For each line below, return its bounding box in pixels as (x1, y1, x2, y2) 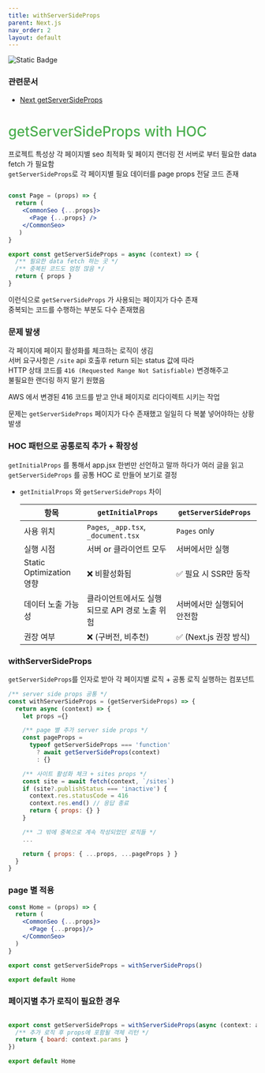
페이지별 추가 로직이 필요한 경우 (8, 996, 121, 1007)
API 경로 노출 (110, 605, 158, 616)
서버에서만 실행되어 (176, 598, 244, 610)
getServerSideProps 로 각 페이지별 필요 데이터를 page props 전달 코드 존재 (8, 169, 239, 178)
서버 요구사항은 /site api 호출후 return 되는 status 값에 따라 (8, 356, 195, 366)
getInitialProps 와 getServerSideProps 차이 (19, 486, 162, 496)
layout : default (8, 33, 62, 42)
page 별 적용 (8, 885, 54, 896)
